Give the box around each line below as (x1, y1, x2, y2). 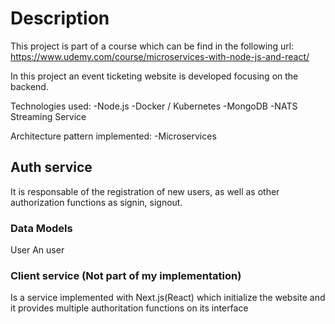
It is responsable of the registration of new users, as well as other (10, 185, 280, 197)
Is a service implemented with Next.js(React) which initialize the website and (10, 292, 326, 304)
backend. (10, 80, 49, 92)
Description (10, 7, 110, 30)
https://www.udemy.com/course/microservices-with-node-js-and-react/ (10, 50, 310, 62)
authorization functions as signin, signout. (10, 196, 183, 208)
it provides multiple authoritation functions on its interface (10, 302, 249, 314)
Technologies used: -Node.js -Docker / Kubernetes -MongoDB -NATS (10, 100, 298, 112)
